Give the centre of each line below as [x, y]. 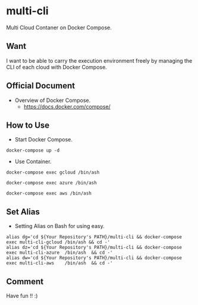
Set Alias [23, 212]
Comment [25, 281]
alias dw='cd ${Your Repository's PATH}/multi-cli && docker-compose [94, 258]
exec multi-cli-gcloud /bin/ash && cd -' [58, 242]
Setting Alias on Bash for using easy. [60, 226]
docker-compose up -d [33, 150]
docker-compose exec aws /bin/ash [49, 193]
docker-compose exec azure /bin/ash [51, 183]
